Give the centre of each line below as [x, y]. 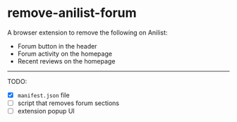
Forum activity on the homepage [65, 54]
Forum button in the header [57, 46]
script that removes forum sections [68, 103]
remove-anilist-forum [72, 13]
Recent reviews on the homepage [66, 61]
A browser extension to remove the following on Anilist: [87, 32]
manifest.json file [43, 95]
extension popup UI [46, 111]
